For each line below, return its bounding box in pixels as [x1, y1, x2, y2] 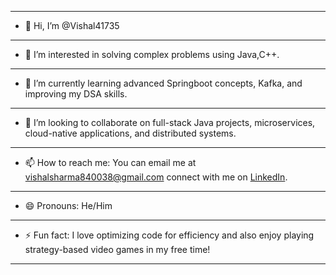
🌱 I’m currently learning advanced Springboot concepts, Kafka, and [24, 77, 303, 89]
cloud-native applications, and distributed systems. [24, 127, 237, 139]
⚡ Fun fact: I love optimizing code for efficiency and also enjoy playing [24, 229, 315, 241]
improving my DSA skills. [24, 88, 128, 100]
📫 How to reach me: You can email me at [24, 157, 197, 168]
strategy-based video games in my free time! [24, 244, 211, 255]
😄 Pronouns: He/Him [24, 200, 113, 211]
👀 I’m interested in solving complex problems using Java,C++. [24, 49, 280, 60]
